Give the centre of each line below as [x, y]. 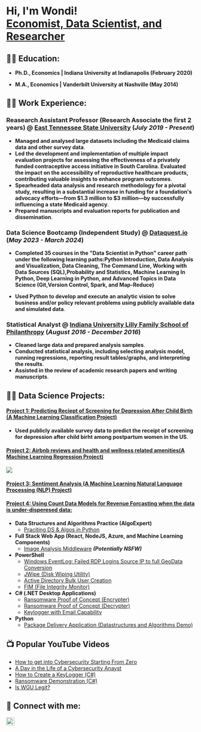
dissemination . [34, 217]
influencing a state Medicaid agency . [62, 204]
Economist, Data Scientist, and [84, 24]
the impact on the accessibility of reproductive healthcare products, [101, 172]
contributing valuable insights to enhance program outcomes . [93, 179]
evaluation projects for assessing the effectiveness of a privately [98, 160]
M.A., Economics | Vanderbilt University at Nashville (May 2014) [96, 84]
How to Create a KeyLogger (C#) [55, 675]
